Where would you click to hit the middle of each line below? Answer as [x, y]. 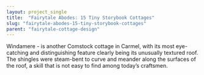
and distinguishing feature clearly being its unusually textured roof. [114, 53]
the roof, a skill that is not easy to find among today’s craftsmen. [87, 66]
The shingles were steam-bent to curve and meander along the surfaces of [101, 59]
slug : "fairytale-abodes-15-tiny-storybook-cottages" [77, 23]
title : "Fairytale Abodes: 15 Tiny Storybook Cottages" [81, 18]
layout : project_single [37, 12]
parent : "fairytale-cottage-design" [53, 29]
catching [17, 53]
